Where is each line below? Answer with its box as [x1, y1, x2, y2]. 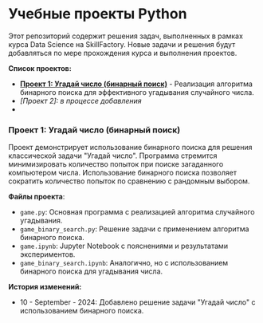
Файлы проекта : [8, 192, 65, 202]
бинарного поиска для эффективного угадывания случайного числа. [19, 87, 255, 97]
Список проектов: [8, 63, 72, 73]
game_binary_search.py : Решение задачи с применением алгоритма [19, 224, 249, 234]
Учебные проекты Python [8, 5, 187, 23]
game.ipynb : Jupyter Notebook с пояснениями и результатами [19, 241, 229, 251]
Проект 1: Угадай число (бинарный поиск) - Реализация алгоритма [19, 79, 253, 89]
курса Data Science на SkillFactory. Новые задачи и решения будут [8, 39, 236, 49]
